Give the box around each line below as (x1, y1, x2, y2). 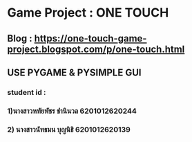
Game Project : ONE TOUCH (7, 5, 169, 21)
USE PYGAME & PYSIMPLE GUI (7, 66, 142, 78)
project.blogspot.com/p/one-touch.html (7, 43, 185, 55)
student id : (7, 87, 46, 97)
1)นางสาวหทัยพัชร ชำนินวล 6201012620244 (7, 106, 137, 116)
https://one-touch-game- (34, 33, 147, 44)
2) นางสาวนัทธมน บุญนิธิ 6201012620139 (7, 125, 131, 134)
